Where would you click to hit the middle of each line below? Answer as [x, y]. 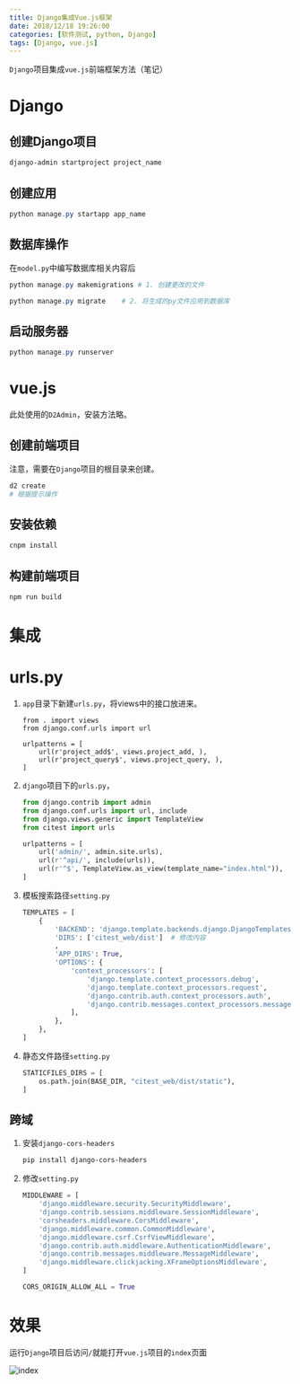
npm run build [36, 597]
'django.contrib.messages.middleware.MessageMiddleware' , [149, 1254]
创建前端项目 [45, 445]
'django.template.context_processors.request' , [177, 987]
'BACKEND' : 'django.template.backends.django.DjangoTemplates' [175, 929]
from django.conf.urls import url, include [105, 811]
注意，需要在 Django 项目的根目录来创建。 [84, 469]
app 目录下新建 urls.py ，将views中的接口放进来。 [112, 704]
